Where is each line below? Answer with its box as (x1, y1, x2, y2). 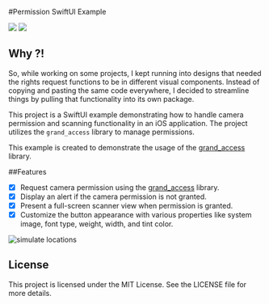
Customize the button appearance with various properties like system (19, 210, 252, 219)
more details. (8, 288, 53, 298)
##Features (8, 167, 47, 176)
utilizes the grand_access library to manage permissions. (8, 127, 195, 137)
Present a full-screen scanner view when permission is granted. (19, 201, 233, 210)
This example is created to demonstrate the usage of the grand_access (8, 142, 246, 152)
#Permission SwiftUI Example (8, 7, 107, 16)
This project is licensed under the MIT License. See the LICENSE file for (8, 279, 247, 289)
